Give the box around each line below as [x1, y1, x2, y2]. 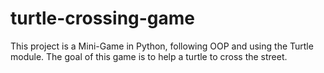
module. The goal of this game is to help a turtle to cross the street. [10, 50, 288, 62]
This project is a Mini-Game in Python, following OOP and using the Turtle [10, 40, 314, 52]
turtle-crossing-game [10, 7, 196, 30]
